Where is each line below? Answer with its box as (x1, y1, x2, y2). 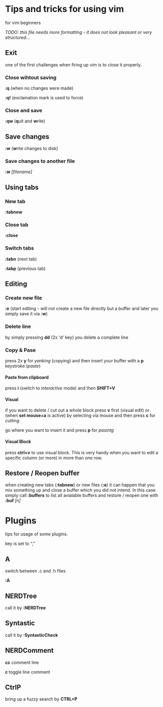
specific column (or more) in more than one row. (5, 455, 103, 461)
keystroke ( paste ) (5, 363, 41, 369)
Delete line (5, 323, 31, 330)
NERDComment (5, 647, 54, 655)
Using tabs (5, 183, 39, 191)
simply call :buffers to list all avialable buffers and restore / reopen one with (5, 493, 159, 499)
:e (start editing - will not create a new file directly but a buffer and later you (5, 306, 159, 312)
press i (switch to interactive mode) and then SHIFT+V (5, 385, 115, 391)
